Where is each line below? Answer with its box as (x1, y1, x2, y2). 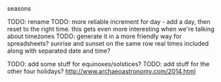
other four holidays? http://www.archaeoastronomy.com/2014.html (7, 67, 196, 75)
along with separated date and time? (7, 46, 111, 55)
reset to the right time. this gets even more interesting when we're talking (7, 25, 215, 33)
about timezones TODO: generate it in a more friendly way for (7, 32, 182, 40)
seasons (7, 5, 31, 12)
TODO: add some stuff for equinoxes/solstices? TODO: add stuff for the (7, 60, 210, 68)
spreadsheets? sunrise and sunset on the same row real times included (7, 40, 209, 47)
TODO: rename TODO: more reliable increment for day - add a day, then (7, 18, 211, 25)
